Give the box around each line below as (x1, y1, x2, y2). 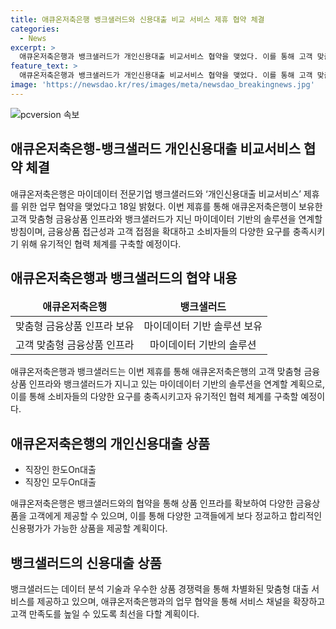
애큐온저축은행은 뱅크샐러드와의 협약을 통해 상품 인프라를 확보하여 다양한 (10, 497, 294, 510)
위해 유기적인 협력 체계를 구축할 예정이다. (20, 237, 182, 250)
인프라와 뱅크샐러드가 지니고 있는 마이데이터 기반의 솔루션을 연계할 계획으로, (28, 378, 326, 390)
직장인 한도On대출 (24, 464, 97, 476)
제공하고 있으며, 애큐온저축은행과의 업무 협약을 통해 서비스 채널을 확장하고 (36, 596, 326, 607)
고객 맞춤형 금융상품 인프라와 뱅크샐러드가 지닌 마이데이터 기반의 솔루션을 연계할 (10, 212, 323, 225)
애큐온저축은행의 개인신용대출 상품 (10, 435, 211, 452)
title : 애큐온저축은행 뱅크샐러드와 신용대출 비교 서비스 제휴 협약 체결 (10, 14, 265, 25)
